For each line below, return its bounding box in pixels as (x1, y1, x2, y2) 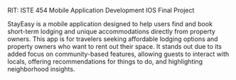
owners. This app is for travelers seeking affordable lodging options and (7, 35, 218, 43)
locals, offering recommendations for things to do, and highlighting (7, 57, 203, 66)
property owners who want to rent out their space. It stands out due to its (7, 42, 222, 50)
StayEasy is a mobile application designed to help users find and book (7, 20, 213, 28)
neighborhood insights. (7, 65, 75, 73)
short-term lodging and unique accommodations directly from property (7, 28, 215, 35)
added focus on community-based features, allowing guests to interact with (7, 50, 230, 58)
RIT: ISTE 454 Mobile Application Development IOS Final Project (7, 6, 195, 14)
